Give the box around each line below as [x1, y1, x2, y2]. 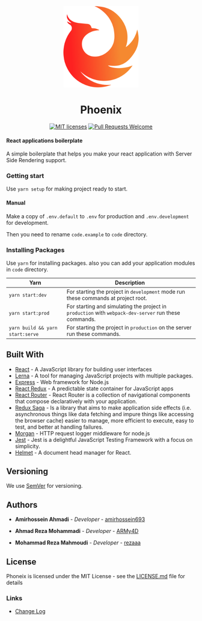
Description [115, 279, 145, 286]
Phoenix [80, 103, 122, 117]
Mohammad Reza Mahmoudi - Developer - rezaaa [14, 539, 141, 546]
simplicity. [14, 443, 40, 450]
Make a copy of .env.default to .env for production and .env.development [6, 212, 189, 219]
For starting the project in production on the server [66, 324, 192, 331]
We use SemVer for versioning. [6, 482, 83, 490]
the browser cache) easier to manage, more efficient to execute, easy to [14, 417, 194, 424]
